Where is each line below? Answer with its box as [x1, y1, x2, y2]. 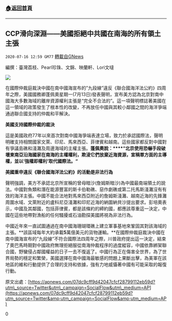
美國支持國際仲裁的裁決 [5, 122, 55, 128]
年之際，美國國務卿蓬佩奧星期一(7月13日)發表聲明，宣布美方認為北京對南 [5, 91, 160, 98]
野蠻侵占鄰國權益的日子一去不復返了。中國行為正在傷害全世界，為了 [18, 249, 162, 255]
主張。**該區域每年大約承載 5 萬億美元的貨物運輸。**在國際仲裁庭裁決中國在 [5, 230, 165, 236]
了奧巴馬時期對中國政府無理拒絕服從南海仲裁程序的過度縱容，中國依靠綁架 [5, 242, 162, 249]
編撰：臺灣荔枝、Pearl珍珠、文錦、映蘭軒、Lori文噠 [5, 64, 114, 70]
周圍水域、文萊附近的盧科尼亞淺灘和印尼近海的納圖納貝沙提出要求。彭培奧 [5, 199, 162, 205]
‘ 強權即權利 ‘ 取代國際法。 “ [23, 158, 78, 164]
